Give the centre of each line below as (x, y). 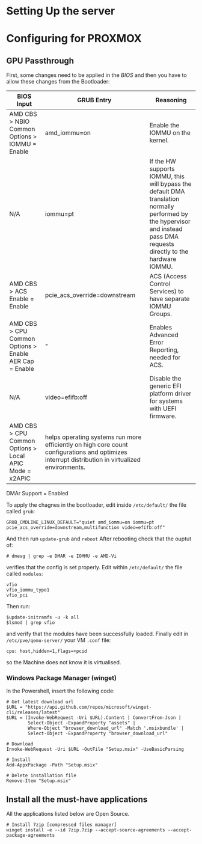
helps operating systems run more (93, 437)
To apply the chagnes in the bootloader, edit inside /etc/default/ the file (96, 505)
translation (164, 199)
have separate (170, 299)
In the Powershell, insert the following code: (61, 691)
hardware (163, 259)
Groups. (161, 314)
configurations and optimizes (86, 452)
